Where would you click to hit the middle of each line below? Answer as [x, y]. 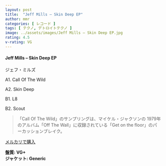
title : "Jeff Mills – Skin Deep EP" [44, 14]
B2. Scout [15, 108]
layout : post [19, 10]
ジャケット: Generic [26, 158]
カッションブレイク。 [43, 131]
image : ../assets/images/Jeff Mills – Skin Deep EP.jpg [64, 33]
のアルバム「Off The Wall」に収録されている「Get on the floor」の [85, 125]
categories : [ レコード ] [30, 24]
